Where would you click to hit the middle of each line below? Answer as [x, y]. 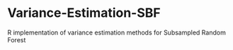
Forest [17, 39]
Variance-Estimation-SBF [84, 13]
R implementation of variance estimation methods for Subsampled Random [117, 32]
